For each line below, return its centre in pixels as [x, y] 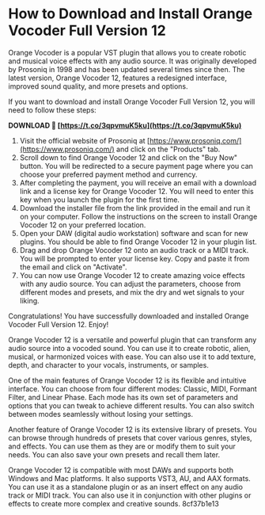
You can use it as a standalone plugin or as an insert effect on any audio [126, 486]
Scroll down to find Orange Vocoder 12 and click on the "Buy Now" [129, 157]
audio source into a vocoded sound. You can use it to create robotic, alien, [129, 348]
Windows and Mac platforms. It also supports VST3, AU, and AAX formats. [129, 478]
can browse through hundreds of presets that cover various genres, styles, [130, 437]
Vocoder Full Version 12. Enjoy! [59, 324]
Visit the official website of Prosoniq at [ [85, 140]
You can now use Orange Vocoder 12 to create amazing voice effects [132, 275]
